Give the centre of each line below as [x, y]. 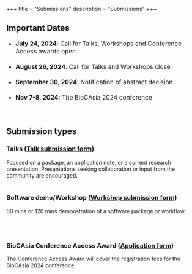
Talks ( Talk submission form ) [50, 149]
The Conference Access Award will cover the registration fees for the [94, 259]
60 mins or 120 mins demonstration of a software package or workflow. [96, 211]
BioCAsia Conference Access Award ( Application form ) [90, 245]
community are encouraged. [42, 175]
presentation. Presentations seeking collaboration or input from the [91, 169]
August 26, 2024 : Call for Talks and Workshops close [93, 66]
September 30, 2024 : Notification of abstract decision [94, 82]
